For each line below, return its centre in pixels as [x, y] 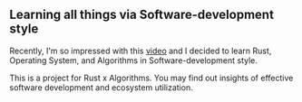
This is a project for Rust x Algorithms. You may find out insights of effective [151, 78]
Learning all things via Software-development [142, 15]
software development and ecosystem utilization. [101, 87]
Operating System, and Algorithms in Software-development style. [134, 60]
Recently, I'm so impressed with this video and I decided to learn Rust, [141, 51]
